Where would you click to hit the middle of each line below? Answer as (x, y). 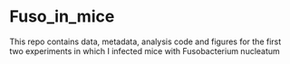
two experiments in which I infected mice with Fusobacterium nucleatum (145, 50)
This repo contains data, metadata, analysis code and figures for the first (145, 41)
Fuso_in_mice (62, 17)
